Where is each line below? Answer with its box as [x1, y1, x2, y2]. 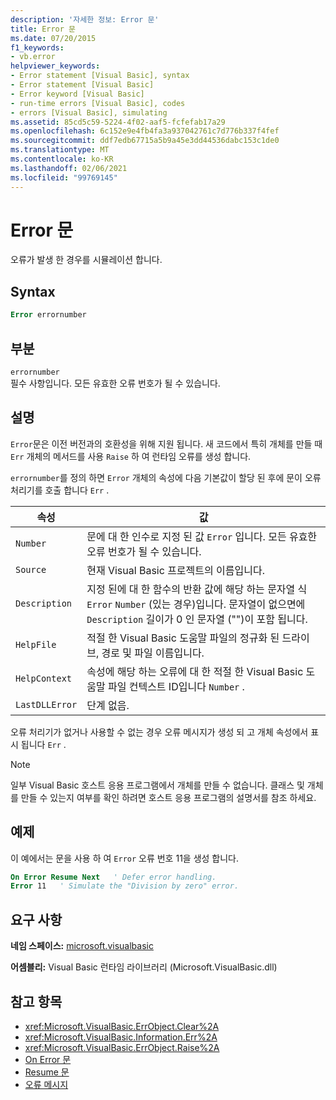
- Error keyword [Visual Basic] [10, 89, 145, 99]
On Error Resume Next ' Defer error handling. [10, 872, 217, 882]
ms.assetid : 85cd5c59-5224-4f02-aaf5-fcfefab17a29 [10, 117, 226, 127]
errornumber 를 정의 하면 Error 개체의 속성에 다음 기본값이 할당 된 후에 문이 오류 [10, 471, 322, 483]
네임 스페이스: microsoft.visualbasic [10, 940, 154, 952]
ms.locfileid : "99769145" [10, 172, 118, 183]
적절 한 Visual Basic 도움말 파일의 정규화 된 [86, 631, 280, 645]
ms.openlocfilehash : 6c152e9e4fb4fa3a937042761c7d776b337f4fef [10, 126, 280, 136]
